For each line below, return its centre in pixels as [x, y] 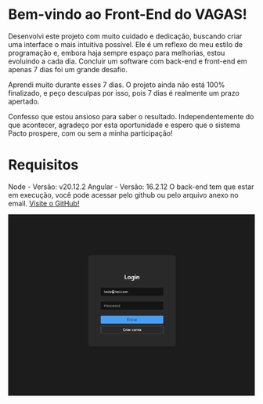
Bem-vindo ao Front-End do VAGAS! [128, 15]
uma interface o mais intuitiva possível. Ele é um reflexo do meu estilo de [126, 44]
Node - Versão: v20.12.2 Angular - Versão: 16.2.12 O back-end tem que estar [131, 187]
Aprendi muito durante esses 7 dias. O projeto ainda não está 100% [117, 85]
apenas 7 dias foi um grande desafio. [68, 69]
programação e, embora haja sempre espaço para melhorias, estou [117, 53]
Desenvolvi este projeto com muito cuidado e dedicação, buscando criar [125, 36]
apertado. [24, 101]
